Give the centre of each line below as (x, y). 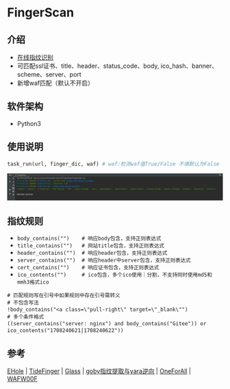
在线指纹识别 (35, 57)
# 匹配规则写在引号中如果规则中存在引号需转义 (64, 296)
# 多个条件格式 (26, 317)
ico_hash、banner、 (189, 66)
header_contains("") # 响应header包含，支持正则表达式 (92, 253)
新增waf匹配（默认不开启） (55, 83)
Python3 (29, 123)
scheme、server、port (49, 74)
